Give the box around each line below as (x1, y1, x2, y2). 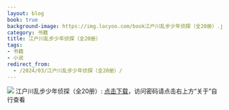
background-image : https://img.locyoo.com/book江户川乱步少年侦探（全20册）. (7, 23, 221, 29)
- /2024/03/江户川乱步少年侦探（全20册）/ (13, 67, 123, 74)
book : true (7, 16, 38, 23)
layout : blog (7, 10, 44, 17)
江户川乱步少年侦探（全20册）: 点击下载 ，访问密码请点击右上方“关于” (15, 87, 212, 95)
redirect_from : (7, 61, 51, 68)
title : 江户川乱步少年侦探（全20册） (7, 36, 101, 42)
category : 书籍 (7, 29, 49, 36)
